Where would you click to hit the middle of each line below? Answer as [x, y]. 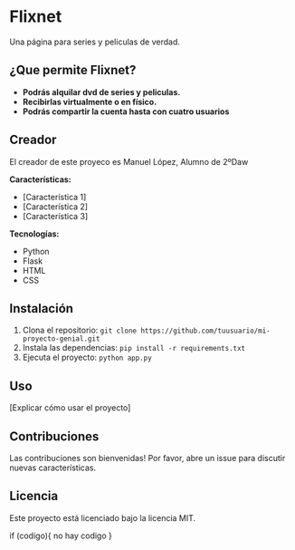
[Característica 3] [55, 216]
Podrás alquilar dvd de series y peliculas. [101, 92]
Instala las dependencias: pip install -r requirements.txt [134, 348]
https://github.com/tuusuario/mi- [205, 331]
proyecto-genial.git [61, 339]
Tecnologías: [34, 234]
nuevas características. [53, 468]
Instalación [42, 309]
